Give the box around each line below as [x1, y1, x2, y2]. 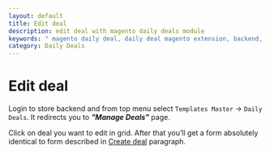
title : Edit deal [8, 19, 67, 28]
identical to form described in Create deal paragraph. [8, 137, 186, 147]
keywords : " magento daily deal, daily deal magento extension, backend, [8, 34, 264, 43]
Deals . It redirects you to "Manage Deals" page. [8, 113, 170, 122]
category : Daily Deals [8, 42, 85, 50]
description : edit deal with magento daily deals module [8, 27, 205, 35]
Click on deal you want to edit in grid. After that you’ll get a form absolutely [8, 128, 259, 138]
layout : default [8, 11, 63, 20]
